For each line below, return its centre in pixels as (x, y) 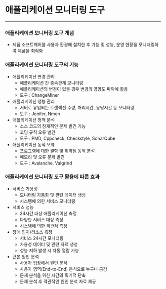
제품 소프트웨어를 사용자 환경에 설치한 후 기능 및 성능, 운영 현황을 (75, 44)
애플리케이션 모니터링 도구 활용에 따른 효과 (52, 177)
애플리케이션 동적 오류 (34, 144)
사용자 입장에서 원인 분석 (43, 263)
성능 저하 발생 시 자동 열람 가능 (49, 250)
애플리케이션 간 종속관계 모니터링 (51, 83)
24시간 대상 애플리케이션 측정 (48, 213)
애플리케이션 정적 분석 (34, 120)
